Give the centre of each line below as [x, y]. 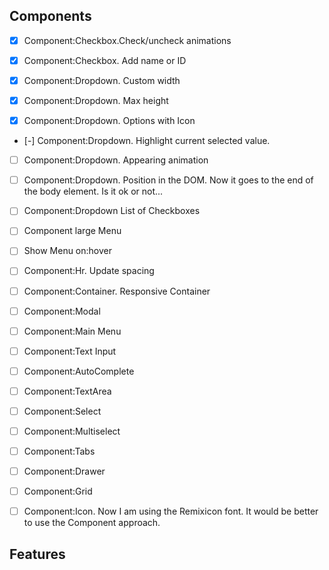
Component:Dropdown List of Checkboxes [112, 211]
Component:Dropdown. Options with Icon [109, 121]
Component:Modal [62, 311]
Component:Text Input [70, 351]
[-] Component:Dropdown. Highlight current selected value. [147, 141]
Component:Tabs [59, 451]
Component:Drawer [64, 471]
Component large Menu [72, 231]
